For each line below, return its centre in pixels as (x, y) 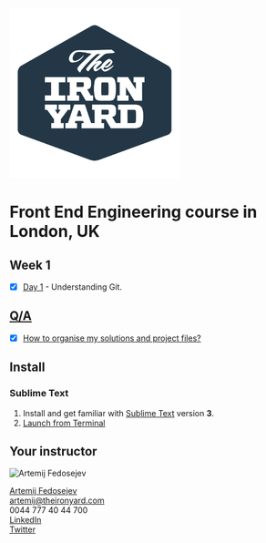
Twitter (23, 529)
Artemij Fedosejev (43, 491)
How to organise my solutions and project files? (112, 338)
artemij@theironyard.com (57, 501)
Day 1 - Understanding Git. (72, 287)
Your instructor (53, 451)
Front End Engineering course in (133, 212)
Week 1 (30, 265)
